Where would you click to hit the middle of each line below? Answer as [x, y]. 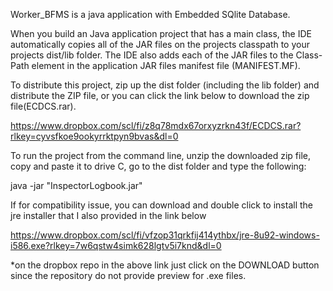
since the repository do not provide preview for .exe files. [128, 275]
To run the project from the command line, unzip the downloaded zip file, [160, 155]
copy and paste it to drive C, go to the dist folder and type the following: [158, 166]
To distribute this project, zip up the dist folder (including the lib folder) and [165, 85]
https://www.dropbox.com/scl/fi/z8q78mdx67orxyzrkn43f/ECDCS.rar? [156, 125]
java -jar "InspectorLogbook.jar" [76, 185]
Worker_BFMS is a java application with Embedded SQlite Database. [150, 14]
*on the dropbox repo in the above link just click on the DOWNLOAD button [165, 265]
